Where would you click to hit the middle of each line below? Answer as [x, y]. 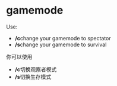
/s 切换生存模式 [33, 77]
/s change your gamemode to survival [61, 44]
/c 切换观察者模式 [36, 69]
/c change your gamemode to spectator [63, 38]
